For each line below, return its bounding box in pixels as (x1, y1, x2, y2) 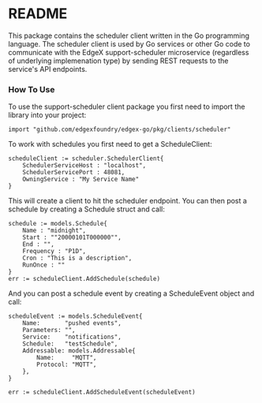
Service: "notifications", (22, 333, 122, 341)
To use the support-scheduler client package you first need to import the (8, 102, 245, 111)
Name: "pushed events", (22, 319, 122, 327)
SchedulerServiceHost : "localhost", (22, 162, 147, 170)
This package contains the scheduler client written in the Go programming (8, 31, 250, 40)
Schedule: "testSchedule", (22, 340, 118, 348)
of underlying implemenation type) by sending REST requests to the (8, 56, 229, 65)
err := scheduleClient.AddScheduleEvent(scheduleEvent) (8, 388, 196, 397)
